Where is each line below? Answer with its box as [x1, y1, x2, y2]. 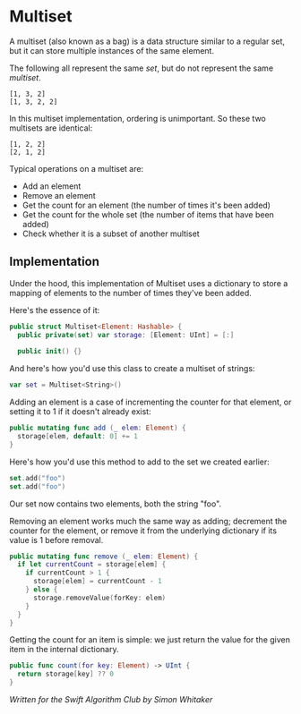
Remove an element [21, 190, 96, 200]
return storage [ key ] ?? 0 [17, 669, 115, 679]
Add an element [21, 181, 82, 191]
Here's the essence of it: [9, 304, 100, 315]
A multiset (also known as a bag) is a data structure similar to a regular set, [9, 36, 285, 47]
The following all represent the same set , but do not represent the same [9, 63, 274, 73]
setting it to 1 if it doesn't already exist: [9, 406, 151, 417]
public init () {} [17, 347, 82, 356]
